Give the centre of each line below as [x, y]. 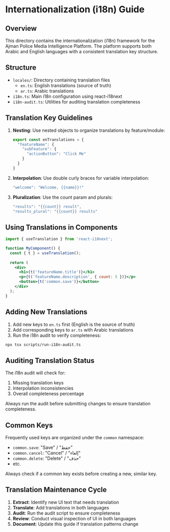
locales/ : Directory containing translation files [61, 80]
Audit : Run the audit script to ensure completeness [66, 513]
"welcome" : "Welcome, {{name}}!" [48, 187]
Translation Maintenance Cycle [56, 490]
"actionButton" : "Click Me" [56, 154]
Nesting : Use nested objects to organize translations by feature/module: [89, 130]
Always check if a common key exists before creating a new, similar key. [81, 474]
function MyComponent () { [33, 249]
